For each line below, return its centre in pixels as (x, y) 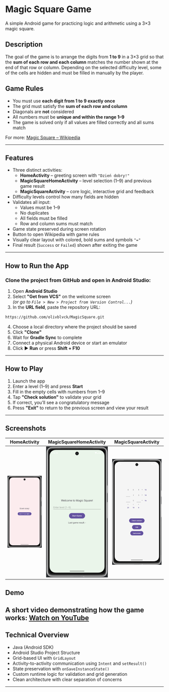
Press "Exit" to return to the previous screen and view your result (80, 408)
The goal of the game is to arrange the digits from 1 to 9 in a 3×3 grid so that (84, 57)
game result (32, 186)
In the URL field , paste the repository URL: (56, 307)
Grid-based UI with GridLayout (44, 658)
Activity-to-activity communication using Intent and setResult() (79, 663)
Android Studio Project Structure (46, 653)
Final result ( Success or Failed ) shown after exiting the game (75, 245)
